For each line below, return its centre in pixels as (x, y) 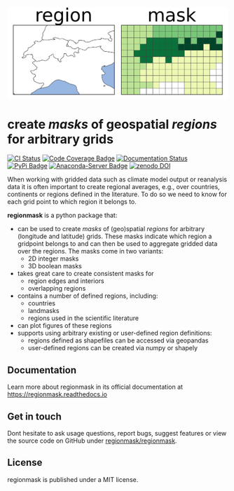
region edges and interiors (66, 281)
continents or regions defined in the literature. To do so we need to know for (117, 194)
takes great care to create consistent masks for (85, 274)
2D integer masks (53, 258)
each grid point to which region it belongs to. (72, 202)
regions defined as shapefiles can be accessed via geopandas (118, 340)
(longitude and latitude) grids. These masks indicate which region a (115, 236)
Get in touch (34, 416)
